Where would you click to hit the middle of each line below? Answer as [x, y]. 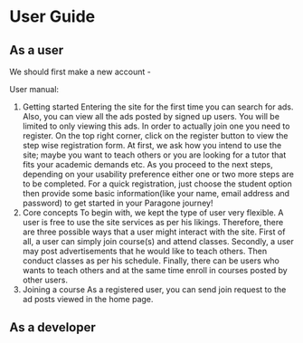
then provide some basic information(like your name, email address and [156, 193]
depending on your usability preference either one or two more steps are [158, 174]
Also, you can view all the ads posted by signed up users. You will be [151, 116]
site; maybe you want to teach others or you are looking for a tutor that [154, 155]
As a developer [53, 328]
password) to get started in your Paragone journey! [118, 203]
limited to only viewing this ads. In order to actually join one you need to [156, 126]
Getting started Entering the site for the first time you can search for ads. [158, 107]
